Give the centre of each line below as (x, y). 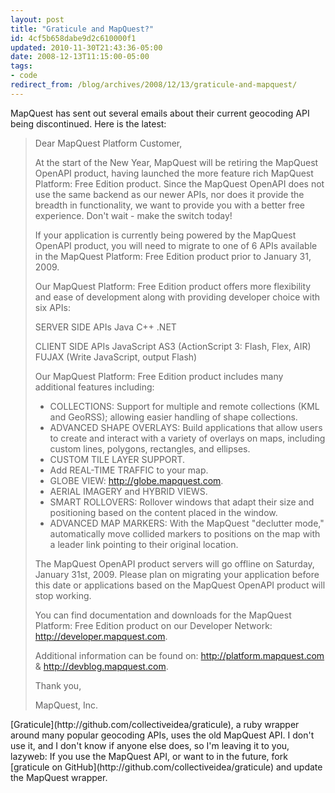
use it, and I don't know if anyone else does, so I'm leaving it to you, (150, 745)
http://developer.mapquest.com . (101, 636)
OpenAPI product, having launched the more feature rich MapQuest (174, 173)
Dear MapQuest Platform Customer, (108, 143)
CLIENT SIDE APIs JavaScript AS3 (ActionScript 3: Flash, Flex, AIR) (173, 346)
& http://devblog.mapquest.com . (101, 666)
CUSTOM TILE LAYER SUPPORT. (117, 459)
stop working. (63, 595)
